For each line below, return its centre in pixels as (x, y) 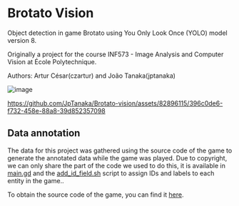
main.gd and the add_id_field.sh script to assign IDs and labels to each (111, 173)
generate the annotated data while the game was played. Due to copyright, (117, 158)
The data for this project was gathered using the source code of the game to (120, 150)
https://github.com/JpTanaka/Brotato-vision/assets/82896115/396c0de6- (115, 103)
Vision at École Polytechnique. (52, 61)
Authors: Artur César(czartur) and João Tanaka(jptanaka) (92, 76)
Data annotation (44, 133)
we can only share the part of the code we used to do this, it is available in (117, 165)
